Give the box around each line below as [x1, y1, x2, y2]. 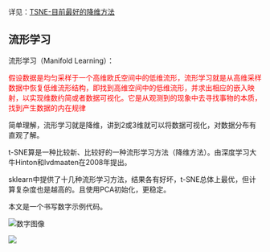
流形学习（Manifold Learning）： [8, 56, 115, 65]
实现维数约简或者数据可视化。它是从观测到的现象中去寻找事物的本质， [29, 93, 262, 102]
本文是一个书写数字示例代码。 [8, 201, 107, 211]
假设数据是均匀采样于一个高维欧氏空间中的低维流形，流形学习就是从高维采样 [8, 72, 262, 82]
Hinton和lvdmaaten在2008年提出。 [14, 157, 132, 167]
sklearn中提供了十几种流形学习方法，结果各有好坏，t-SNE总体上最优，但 [8, 174, 250, 184]
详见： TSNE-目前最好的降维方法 [8, 7, 115, 16]
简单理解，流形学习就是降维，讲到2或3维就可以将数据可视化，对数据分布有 [8, 120, 257, 130]
